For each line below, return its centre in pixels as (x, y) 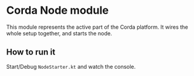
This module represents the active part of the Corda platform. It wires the (97, 27)
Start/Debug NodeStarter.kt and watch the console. (71, 66)
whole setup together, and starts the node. (59, 33)
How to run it (31, 52)
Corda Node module (57, 10)
